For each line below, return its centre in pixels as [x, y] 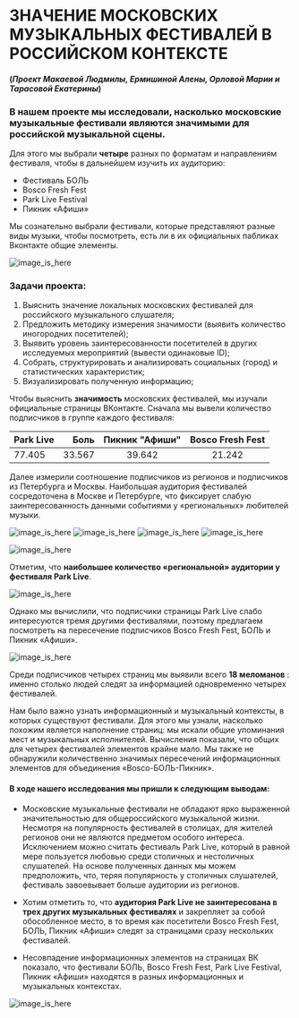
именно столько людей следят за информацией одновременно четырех [148, 684]
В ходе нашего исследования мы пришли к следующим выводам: [140, 788]
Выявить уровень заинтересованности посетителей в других [140, 343]
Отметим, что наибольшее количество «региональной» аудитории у [145, 567]
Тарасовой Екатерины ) [55, 88]
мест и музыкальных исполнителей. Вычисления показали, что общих [144, 740]
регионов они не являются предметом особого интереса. [133, 837]
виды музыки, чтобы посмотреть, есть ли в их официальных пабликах [144, 236]
